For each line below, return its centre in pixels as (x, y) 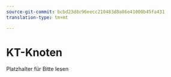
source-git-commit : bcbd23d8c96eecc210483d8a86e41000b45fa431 (85, 12)
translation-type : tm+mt (37, 17)
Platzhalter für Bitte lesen (37, 69)
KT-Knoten (34, 52)
